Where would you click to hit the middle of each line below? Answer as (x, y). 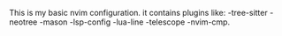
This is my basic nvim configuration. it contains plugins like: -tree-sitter (138, 13)
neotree (23, 22)
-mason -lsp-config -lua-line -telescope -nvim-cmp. (135, 22)
